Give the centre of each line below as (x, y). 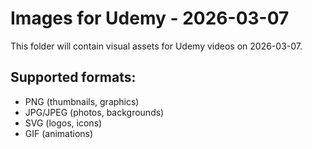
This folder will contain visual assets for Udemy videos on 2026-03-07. (156, 46)
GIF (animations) (59, 133)
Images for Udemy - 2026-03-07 (150, 18)
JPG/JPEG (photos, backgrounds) (94, 112)
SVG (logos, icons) (63, 123)
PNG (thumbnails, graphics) (82, 101)
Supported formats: (73, 77)
